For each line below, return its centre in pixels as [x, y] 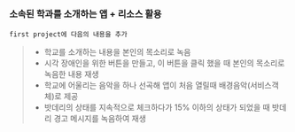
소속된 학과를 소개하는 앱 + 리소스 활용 [85, 13]
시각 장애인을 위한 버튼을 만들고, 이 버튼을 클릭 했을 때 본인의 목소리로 [164, 63]
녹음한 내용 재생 [71, 74]
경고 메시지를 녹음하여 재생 [100, 119]
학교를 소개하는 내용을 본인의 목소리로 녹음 [118, 52]
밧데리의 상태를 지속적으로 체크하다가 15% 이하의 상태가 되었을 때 [157, 107]
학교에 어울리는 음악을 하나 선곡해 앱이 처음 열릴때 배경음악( [147, 85]
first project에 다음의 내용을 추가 [68, 35]
